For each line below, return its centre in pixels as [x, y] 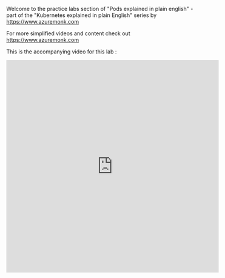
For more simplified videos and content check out [68, 33]
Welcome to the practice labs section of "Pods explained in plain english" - [100, 9]
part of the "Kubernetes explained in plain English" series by [82, 15]
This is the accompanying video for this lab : [62, 52]
